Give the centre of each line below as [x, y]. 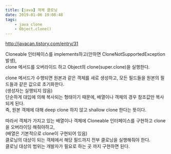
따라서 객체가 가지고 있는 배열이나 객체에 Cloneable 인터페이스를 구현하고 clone [85, 121]
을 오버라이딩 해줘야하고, [30, 127]
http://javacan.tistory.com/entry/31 [42, 43]
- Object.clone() [33, 29]
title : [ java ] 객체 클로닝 [32, 10]
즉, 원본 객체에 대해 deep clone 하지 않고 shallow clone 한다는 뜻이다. [76, 110]
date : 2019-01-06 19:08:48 [34, 15]
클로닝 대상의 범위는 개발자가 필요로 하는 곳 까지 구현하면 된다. [68, 146]
